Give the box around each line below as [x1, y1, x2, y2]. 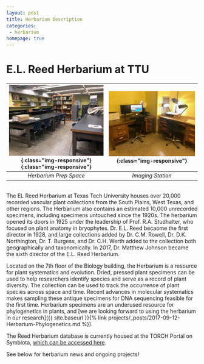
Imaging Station [132, 172, 172, 179]
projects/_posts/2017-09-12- [108, 314, 180, 321]
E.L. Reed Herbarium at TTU [6, 63, 150, 76]
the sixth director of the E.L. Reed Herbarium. [6, 250, 120, 257]
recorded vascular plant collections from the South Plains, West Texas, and [6, 198, 194, 205]
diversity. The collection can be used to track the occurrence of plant [6, 281, 180, 289]
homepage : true [6, 35, 45, 42]
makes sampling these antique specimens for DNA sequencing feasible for [6, 294, 193, 302]
